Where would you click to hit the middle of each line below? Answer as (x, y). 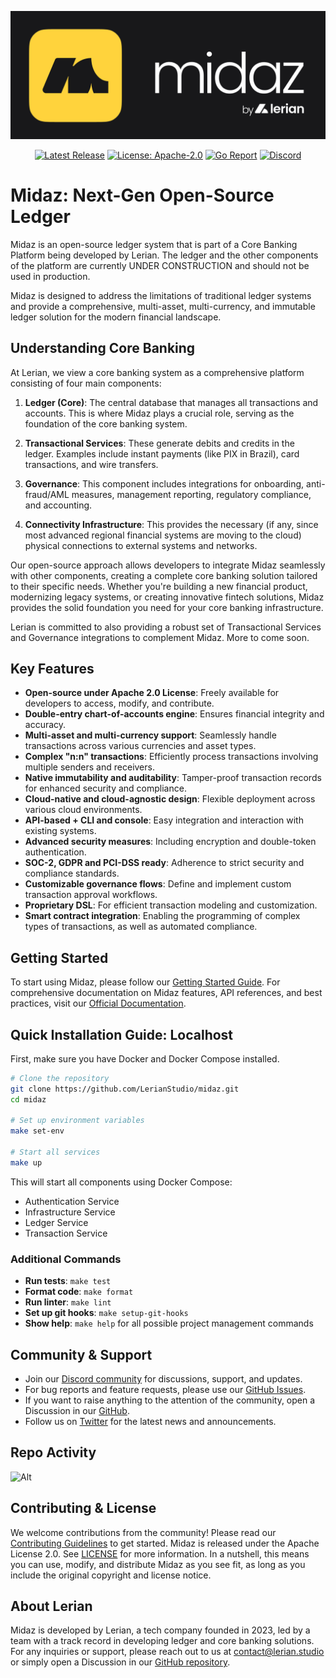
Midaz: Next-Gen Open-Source (142, 195)
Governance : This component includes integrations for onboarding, (164, 483)
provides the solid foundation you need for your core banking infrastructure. (167, 607)
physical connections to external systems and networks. (141, 545)
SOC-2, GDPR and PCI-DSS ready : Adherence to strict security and (164, 863)
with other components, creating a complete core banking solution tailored (164, 575)
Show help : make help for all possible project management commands (169, 1323)
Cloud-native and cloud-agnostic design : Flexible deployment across (170, 799)
